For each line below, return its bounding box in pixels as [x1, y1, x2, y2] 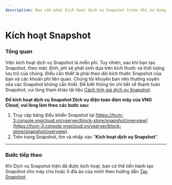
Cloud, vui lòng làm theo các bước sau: [5, 102, 90, 108]
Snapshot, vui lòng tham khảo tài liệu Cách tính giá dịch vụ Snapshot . [5, 87, 152, 93]
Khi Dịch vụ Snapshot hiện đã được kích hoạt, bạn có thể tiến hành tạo [5, 163, 154, 169]
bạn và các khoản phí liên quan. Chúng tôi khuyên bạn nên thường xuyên [5, 76, 160, 82]
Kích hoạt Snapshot [5, 29, 91, 41]
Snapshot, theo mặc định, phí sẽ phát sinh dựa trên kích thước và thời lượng [5, 65, 165, 71]
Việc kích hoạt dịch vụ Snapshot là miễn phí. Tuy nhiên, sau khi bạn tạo [5, 59, 156, 66]
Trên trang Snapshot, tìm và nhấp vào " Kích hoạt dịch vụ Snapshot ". [12, 134, 159, 140]
